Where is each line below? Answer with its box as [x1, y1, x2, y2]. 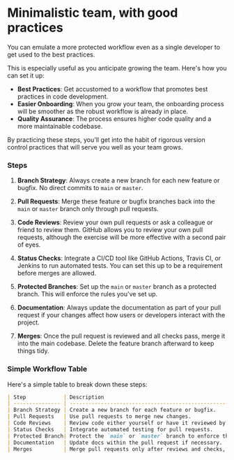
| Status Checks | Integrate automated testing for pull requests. [7, 426, 214, 433]
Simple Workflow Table [7, 364, 88, 374]
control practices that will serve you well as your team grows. [7, 143, 183, 151]
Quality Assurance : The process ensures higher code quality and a [17, 114, 212, 123]
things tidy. [17, 347, 50, 355]
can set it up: [7, 71, 45, 80]
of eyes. [17, 240, 41, 249]
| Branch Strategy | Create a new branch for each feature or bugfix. [7, 407, 217, 414]
